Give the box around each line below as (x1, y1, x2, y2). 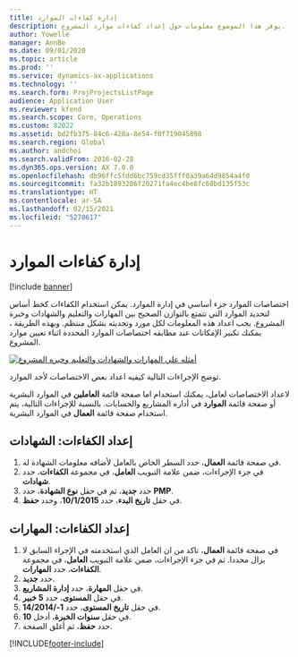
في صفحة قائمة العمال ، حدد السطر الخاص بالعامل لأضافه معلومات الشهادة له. (21, 457, 282, 468)
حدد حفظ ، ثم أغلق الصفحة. (21, 621, 114, 632)
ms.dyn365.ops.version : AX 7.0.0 (9, 163, 134, 172)
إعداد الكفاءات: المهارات (9, 521, 130, 536)
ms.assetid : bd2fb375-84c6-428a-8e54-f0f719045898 (9, 130, 202, 139)
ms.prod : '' (9, 64, 54, 73)
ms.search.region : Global (9, 138, 106, 147)
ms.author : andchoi (9, 146, 82, 155)
